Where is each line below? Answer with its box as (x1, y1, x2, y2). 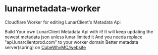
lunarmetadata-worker (4, 3, 101, 14)
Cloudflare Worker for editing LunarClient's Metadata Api (4, 19, 121, 25)
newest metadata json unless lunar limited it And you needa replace (4, 34, 143, 40)
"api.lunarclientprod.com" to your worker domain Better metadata (4, 39, 139, 45)
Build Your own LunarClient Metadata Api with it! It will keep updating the (4, 28, 154, 34)
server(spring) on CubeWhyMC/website (4, 44, 86, 50)
